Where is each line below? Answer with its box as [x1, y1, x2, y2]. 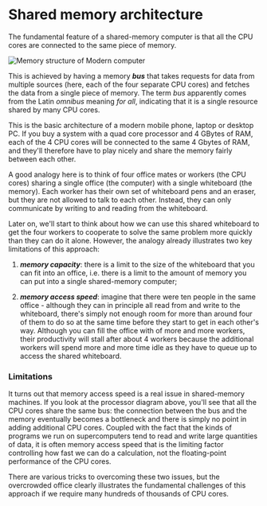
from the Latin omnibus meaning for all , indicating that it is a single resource [8, 96, 258, 106]
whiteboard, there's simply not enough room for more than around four [19, 309, 253, 318]
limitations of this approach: [8, 244, 100, 254]
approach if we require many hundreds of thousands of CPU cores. [8, 489, 230, 499]
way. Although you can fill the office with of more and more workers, [19, 325, 245, 335]
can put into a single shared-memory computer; [19, 276, 178, 286]
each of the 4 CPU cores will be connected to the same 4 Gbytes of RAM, [8, 137, 250, 146]
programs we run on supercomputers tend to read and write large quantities [8, 431, 257, 441]
